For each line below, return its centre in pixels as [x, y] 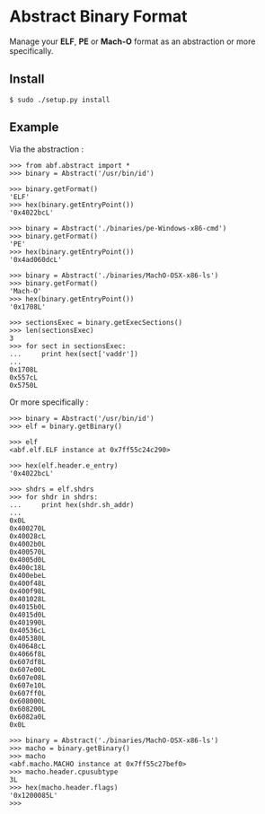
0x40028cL [28, 536]
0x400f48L [28, 583]
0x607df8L [28, 661]
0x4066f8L [28, 654]
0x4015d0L [28, 615]
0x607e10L [28, 685]
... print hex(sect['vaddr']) [74, 354]
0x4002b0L [28, 544]
